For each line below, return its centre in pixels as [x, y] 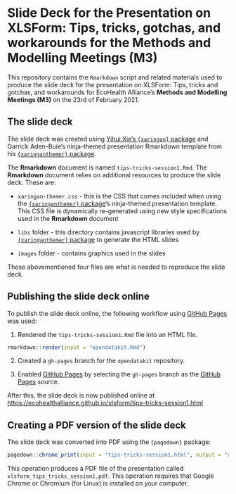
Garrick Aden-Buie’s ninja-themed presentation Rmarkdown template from [115, 146]
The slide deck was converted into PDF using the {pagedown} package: [109, 442]
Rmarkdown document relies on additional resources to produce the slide [114, 175]
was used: [22, 321]
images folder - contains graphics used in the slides [92, 253]
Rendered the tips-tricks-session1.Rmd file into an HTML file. [107, 334]
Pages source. [38, 382]
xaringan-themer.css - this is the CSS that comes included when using [119, 196]
